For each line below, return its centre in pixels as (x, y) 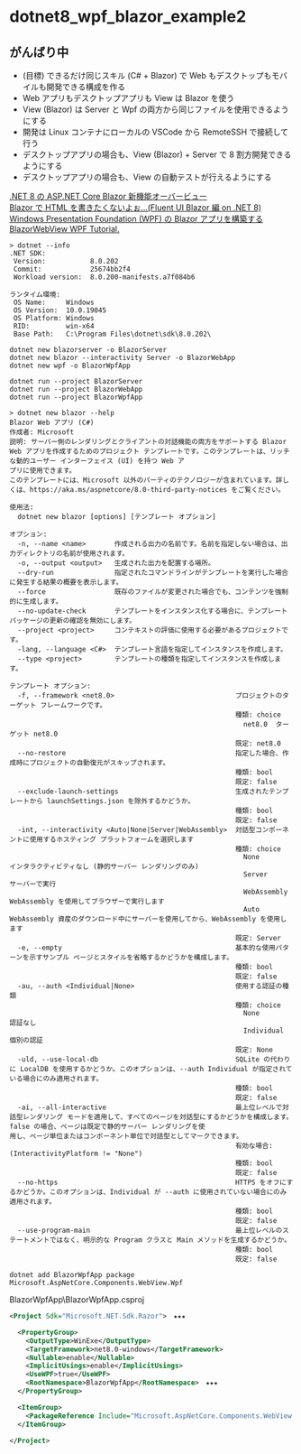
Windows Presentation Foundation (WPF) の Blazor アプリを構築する (137, 219)
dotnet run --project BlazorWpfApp (76, 397)
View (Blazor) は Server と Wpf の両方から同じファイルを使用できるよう (156, 109)
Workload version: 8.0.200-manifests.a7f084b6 (104, 277)
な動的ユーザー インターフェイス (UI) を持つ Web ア (97, 461)
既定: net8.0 (258, 744)
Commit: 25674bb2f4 (72, 269)
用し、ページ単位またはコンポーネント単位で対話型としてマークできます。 (126, 1136)
